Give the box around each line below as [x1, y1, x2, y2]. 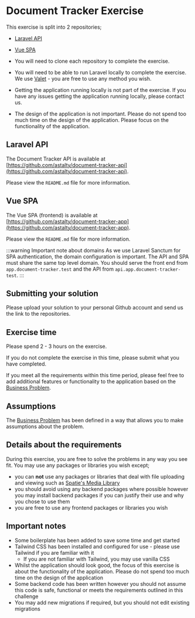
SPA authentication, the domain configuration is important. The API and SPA [6, 253, 189, 260]
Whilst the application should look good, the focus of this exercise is [14, 561, 180, 569]
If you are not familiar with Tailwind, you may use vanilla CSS [23, 555, 170, 562]
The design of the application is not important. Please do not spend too [14, 110, 186, 117]
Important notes [6, 521, 66, 531]
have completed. [6, 360, 47, 367]
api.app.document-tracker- [115, 267, 181, 272]
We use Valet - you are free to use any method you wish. [14, 75, 152, 82]
